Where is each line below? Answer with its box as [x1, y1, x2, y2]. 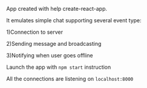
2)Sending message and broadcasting [6, 40, 102, 47]
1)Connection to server [6, 28, 64, 36]
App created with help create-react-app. [6, 5, 108, 12]
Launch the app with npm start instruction [6, 63, 111, 71]
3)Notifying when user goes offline [6, 52, 93, 59]
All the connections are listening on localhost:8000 [6, 75, 134, 82]
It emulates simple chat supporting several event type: [6, 17, 142, 24]
